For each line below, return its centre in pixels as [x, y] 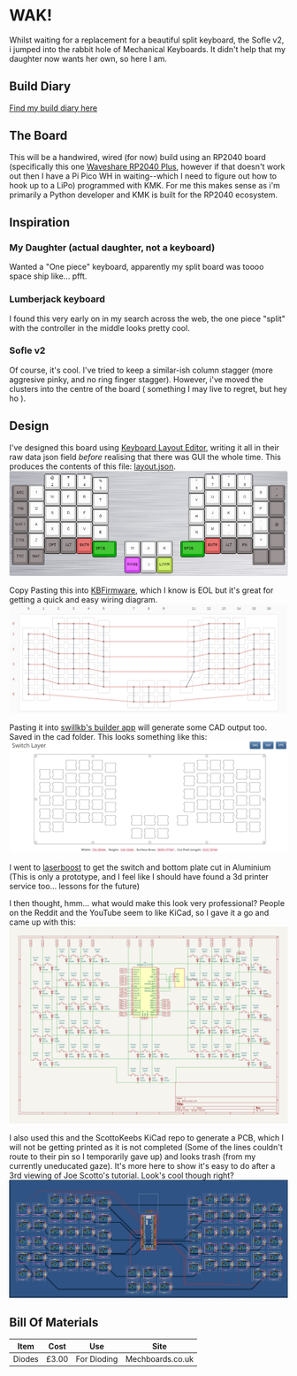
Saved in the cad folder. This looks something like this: [108, 737]
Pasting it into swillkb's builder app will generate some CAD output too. [138, 727]
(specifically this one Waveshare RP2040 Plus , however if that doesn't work [147, 166]
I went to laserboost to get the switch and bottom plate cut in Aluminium [140, 867]
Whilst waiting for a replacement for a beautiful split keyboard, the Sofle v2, [147, 40]
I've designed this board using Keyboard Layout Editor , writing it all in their [145, 447]
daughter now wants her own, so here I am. [88, 58]
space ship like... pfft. [48, 276]
